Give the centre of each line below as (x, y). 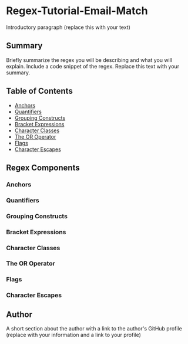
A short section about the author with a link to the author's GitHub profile (94, 329)
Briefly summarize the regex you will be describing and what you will (89, 60)
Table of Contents (40, 91)
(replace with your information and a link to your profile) (73, 335)
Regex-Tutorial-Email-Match (77, 11)
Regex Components (43, 167)
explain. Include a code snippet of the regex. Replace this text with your (93, 66)
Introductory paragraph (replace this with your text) (68, 27)
